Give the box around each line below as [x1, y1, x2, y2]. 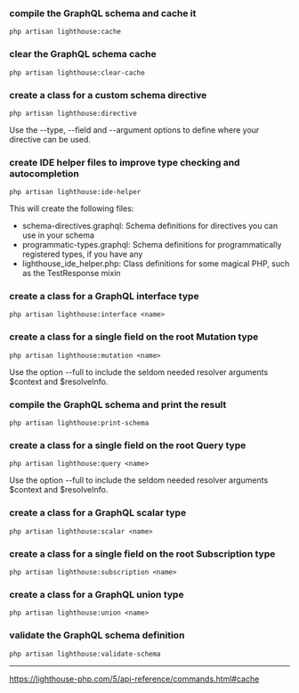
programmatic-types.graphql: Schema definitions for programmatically [21, 240, 282, 250]
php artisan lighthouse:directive [9, 109, 138, 118]
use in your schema [21, 230, 95, 241]
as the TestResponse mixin [21, 268, 122, 279]
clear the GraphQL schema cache [9, 48, 158, 61]
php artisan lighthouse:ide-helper [9, 188, 141, 197]
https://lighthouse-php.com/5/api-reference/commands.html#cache [9, 673, 260, 684]
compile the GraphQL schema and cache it [9, 7, 197, 20]
